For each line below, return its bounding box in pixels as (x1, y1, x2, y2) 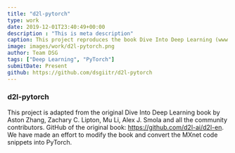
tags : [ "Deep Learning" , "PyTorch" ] (7, 56, 115, 63)
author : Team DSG (7, 50, 58, 57)
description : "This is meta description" (7, 29, 134, 37)
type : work (7, 17, 39, 24)
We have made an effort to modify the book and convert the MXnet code (7, 131, 218, 139)
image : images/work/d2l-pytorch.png (7, 43, 115, 50)
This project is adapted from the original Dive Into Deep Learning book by (7, 108, 220, 117)
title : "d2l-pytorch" (7, 10, 71, 18)
